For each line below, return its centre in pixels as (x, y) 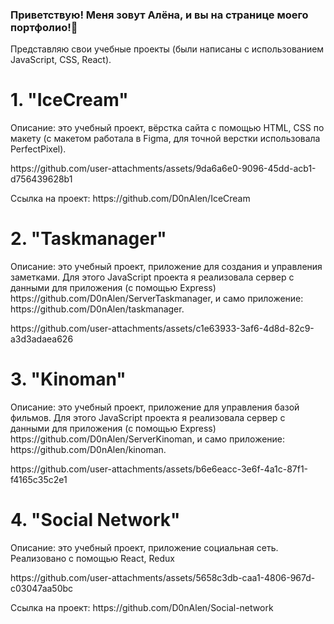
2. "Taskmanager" (88, 239)
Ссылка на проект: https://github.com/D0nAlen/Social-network (142, 608)
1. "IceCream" (69, 100)
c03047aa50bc (42, 589)
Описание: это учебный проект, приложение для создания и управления (166, 267)
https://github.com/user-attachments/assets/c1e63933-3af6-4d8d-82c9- (162, 329)
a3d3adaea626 (42, 339)
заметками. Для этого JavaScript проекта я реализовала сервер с (152, 277)
